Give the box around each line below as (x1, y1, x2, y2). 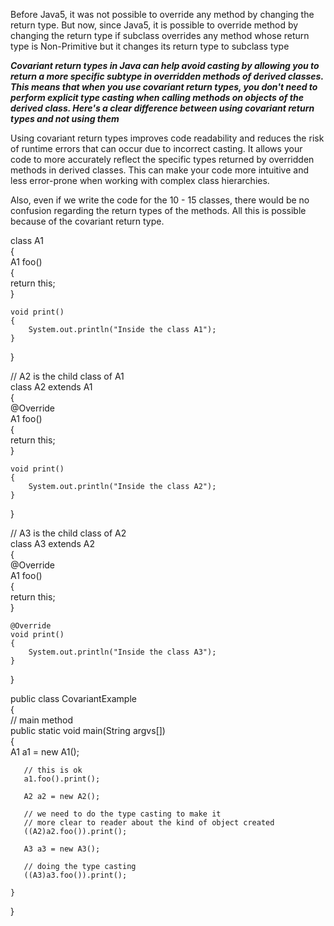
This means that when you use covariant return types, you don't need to (10, 81, 318, 93)
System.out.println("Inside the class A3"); (28, 647, 217, 657)
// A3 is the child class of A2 (10, 527, 127, 539)
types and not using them (10, 113, 120, 124)
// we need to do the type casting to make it (23, 809, 222, 819)
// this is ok (23, 765, 83, 775)
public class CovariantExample (10, 693, 137, 704)
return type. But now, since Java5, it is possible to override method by (10, 19, 299, 31)
